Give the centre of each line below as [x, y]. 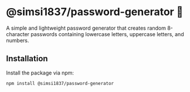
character [18, 34]
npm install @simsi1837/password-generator [60, 83]
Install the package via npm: [40, 73]
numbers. [18, 40]
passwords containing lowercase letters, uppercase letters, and [107, 34]
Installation [27, 59]
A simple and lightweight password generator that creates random [86, 28]
